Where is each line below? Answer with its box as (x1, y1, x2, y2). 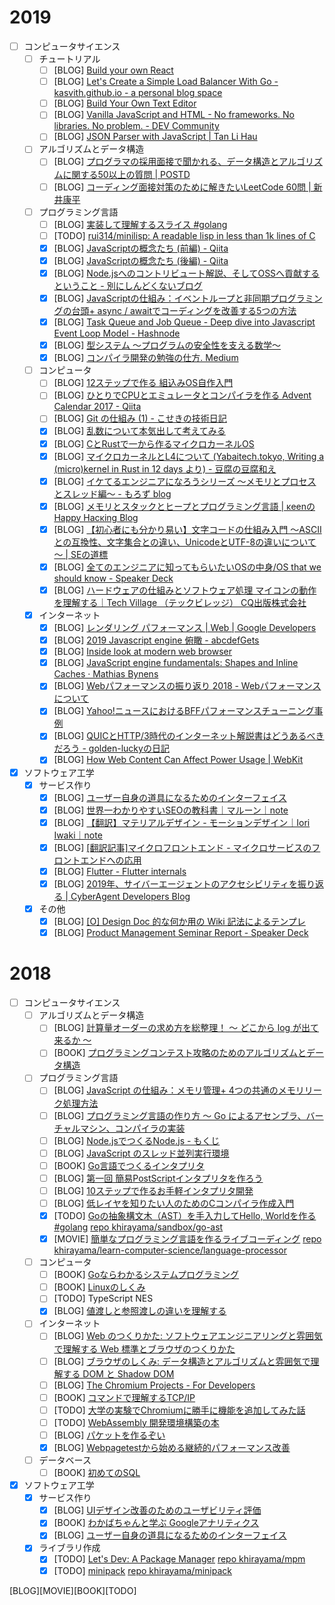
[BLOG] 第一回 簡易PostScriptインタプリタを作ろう (53, 1172, 264, 1184)
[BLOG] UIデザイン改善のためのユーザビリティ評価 (53, 1504, 262, 1516)
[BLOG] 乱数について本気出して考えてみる (53, 425, 226, 437)
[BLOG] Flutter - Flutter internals (53, 865, 187, 877)
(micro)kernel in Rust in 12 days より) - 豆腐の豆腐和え (53, 462, 277, 475)
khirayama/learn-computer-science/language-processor (53, 1244, 287, 1256)
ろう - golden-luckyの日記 (62, 742, 170, 755)
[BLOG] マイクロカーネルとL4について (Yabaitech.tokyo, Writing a (53, 450, 325, 462)
